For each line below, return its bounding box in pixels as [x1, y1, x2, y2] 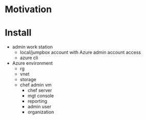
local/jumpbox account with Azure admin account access [19, 50, 141, 56]
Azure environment [12, 60, 53, 66]
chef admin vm [19, 82, 52, 88]
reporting [27, 98, 47, 104]
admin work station [12, 44, 53, 50]
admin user [27, 104, 52, 110]
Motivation [5, 4, 52, 15]
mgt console [27, 93, 54, 99]
